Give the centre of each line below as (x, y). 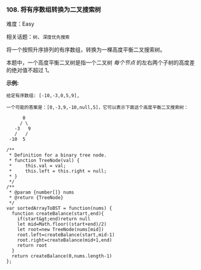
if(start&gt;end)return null (54, 219)
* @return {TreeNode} (36, 198)
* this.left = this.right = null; (58, 171)
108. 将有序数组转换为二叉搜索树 (54, 9)
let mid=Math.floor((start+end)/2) (62, 224)
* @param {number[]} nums (41, 192)
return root (32, 246)
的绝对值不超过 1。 (29, 70)
